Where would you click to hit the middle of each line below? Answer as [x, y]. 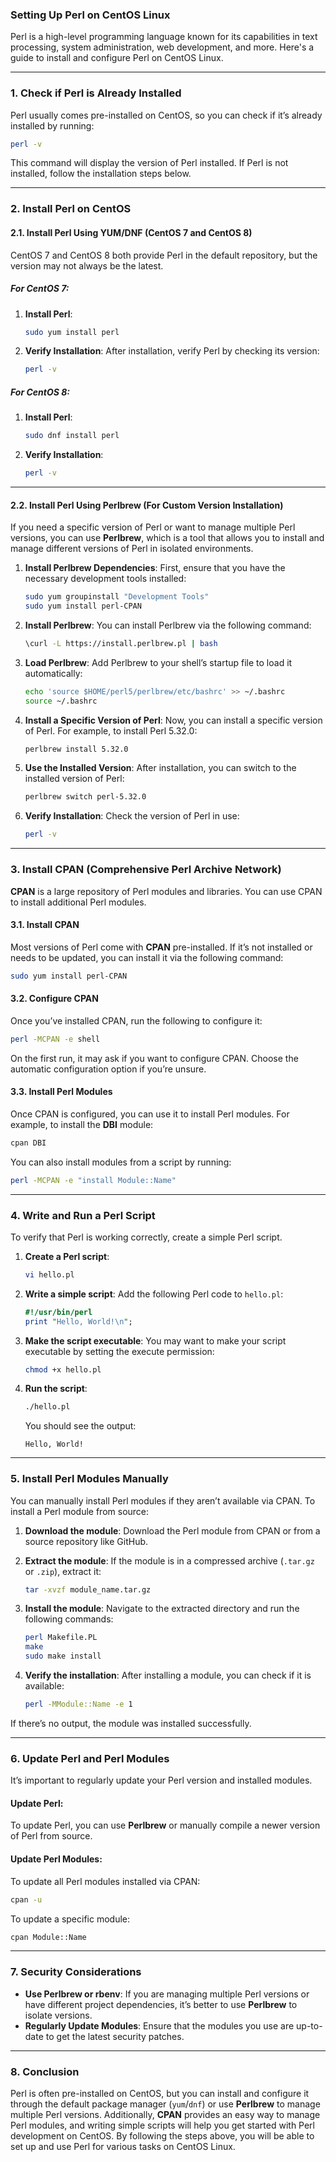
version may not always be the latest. [87, 265]
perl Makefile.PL [61, 1638]
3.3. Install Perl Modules [61, 1092]
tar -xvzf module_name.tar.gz [88, 1589]
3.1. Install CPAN [45, 925]
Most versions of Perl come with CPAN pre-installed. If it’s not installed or [161, 947]
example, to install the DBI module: [82, 1124]
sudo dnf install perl [72, 436]
